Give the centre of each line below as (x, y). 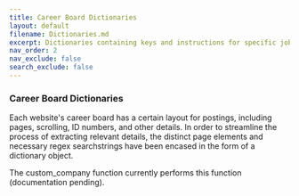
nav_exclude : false (45, 59)
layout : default (39, 26)
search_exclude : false (51, 68)
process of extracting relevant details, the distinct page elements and (137, 137)
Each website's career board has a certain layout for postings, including (141, 118)
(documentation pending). (57, 183)
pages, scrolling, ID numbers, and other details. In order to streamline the (143, 127)
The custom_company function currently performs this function (125, 173)
